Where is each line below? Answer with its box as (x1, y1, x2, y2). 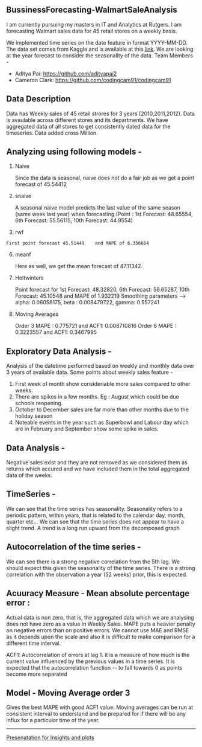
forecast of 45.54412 (14, 181, 67, 188)
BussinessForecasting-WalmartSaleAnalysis (6, 5, 177, 15)
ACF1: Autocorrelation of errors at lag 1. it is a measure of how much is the (6, 651, 190, 658)
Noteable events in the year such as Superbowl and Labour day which (14, 419, 189, 426)
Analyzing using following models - (6, 147, 142, 157)
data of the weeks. (6, 472, 52, 479)
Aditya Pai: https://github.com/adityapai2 (14, 69, 117, 77)
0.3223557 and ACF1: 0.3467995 (14, 329, 97, 336)
